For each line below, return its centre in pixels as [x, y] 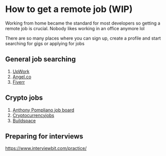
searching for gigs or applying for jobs [45, 43]
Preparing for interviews [44, 136]
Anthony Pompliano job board [43, 110]
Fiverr [19, 82]
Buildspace [24, 120]
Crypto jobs [24, 98]
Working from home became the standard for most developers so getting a [83, 23]
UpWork [21, 71]
